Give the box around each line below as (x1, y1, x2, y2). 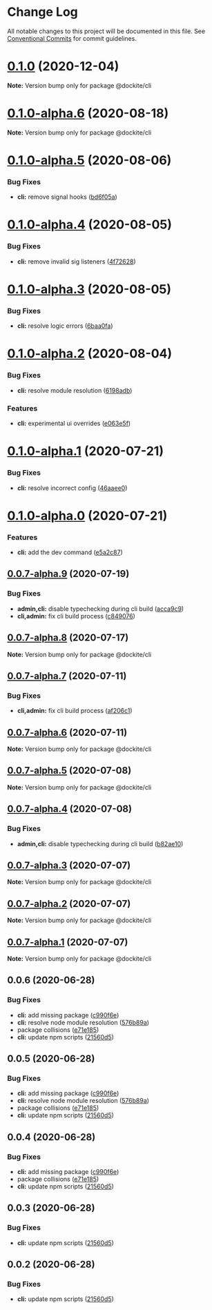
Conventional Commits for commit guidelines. (7, 34, 137, 42)
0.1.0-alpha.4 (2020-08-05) (7, 217, 173, 233)
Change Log (7, 4, 78, 20)
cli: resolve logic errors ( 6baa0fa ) (17, 322, 113, 330)
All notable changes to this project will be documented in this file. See (7, 27, 206, 35)
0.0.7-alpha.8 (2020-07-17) (7, 632, 129, 644)
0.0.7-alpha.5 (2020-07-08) (7, 765, 132, 776)
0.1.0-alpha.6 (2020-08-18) (7, 106, 169, 121)
